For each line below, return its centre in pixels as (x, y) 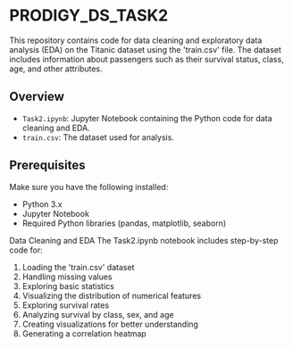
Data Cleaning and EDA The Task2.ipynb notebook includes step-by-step (144, 240)
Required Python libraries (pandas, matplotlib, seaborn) (124, 223)
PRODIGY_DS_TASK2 (89, 16)
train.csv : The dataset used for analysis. (98, 137)
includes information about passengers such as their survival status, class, (146, 59)
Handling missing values (67, 277)
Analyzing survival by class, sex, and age (98, 314)
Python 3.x (42, 204)
